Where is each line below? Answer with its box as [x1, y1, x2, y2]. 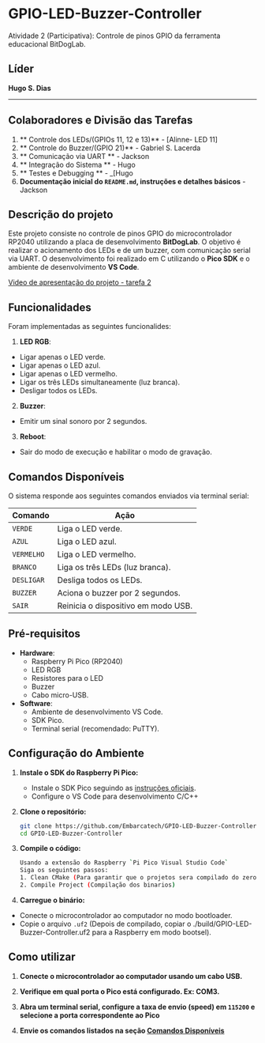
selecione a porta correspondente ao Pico [19, 1010, 160, 1020]
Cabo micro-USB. [31, 690, 89, 700]
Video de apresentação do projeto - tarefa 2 [8, 278, 151, 287]
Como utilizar [8, 950, 77, 964]
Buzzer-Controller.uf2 [19, 927, 91, 937]
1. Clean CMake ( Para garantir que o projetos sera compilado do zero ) [19, 874, 260, 882]
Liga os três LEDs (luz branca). [57, 562, 171, 573]
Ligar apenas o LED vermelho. [19, 369, 118, 379]
